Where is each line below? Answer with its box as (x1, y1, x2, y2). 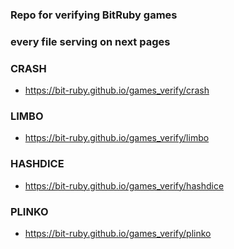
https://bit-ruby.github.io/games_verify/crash (24, 84, 210, 97)
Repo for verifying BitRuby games (10, 8, 178, 22)
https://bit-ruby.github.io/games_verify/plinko (24, 228, 212, 240)
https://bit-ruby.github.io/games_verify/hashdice (24, 179, 225, 192)
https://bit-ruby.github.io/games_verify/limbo (24, 132, 210, 144)
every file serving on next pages (10, 34, 171, 48)
